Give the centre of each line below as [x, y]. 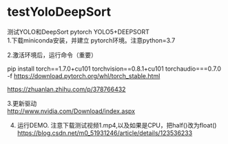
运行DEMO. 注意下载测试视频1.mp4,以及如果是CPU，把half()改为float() [117, 125]
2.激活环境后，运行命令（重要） [52, 55]
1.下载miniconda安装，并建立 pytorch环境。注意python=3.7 [91, 40]
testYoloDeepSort [59, 12]
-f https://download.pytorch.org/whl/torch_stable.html [84, 75]
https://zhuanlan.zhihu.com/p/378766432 [66, 89]
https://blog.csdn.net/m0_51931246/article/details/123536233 [105, 133]
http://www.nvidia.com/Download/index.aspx [71, 111]
